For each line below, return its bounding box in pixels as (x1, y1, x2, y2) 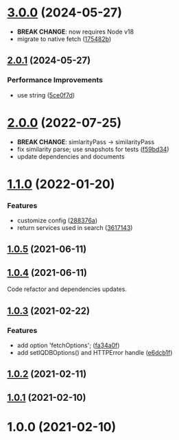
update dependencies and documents (16, 152, 125, 161)
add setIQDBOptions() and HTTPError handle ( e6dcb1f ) (16, 348, 173, 356)
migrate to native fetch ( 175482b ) (16, 34, 112, 43)
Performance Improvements (7, 76, 104, 85)
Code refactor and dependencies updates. (7, 285, 127, 293)
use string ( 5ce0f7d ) (16, 91, 75, 99)
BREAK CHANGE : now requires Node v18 (16, 27, 134, 36)
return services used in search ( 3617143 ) (16, 224, 133, 232)
